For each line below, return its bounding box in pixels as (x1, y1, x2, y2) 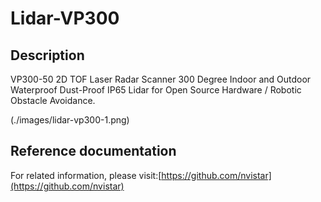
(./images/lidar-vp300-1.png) (10, 114, 130, 126)
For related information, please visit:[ (10, 169, 162, 181)
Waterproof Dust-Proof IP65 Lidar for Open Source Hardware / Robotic (10, 84, 302, 96)
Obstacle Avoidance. (10, 95, 96, 106)
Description (10, 47, 85, 64)
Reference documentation (10, 143, 177, 160)
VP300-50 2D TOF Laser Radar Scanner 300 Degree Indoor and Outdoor (10, 73, 312, 85)
